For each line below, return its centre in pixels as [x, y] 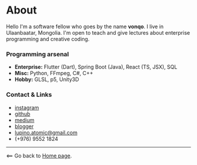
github [22, 114]
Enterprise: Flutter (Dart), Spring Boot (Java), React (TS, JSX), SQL [96, 67]
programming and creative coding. [48, 39]
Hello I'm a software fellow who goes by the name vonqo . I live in [85, 26]
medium [24, 120]
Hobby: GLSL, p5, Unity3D [47, 79]
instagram [27, 107]
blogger [24, 126]
